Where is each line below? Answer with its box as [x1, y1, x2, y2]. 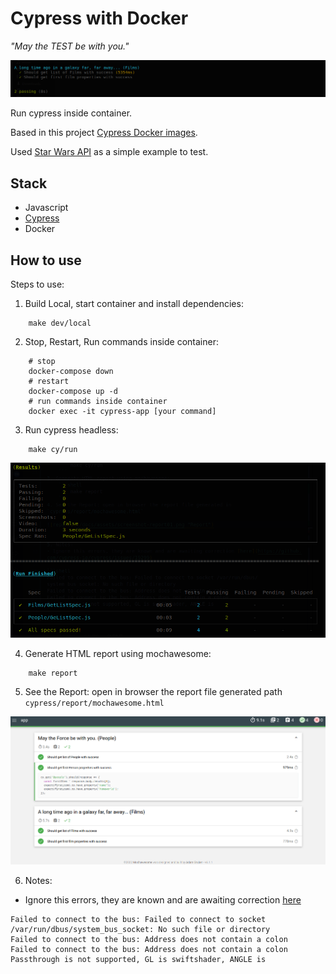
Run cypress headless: [24, 424, 119, 436]
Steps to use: [10, 278, 65, 291]
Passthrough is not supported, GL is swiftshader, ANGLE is [10, 954, 267, 964]
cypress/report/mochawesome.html [24, 698, 165, 708]
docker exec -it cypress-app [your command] [28, 407, 217, 417]
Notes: [24, 874, 53, 886]
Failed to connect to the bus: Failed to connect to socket [10, 914, 267, 924]
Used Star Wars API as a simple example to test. [10, 146, 209, 158]
